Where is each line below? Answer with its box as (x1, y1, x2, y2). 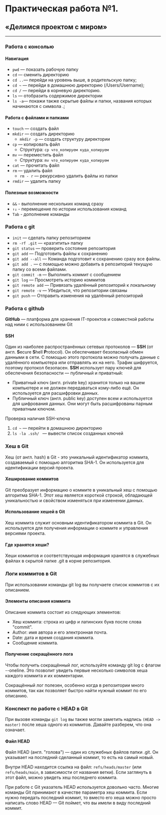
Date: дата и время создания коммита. (12, 634, 95, 640)
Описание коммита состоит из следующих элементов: (5, 609, 121, 615)
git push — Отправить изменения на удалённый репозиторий (12, 293, 143, 299)
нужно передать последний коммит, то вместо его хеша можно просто (5, 795, 157, 801)
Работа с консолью (5, 43, 54, 50)
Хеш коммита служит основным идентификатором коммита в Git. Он (5, 520, 152, 526)
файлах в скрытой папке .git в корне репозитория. (5, 558, 112, 564)
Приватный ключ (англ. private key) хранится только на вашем (12, 380, 145, 386)
